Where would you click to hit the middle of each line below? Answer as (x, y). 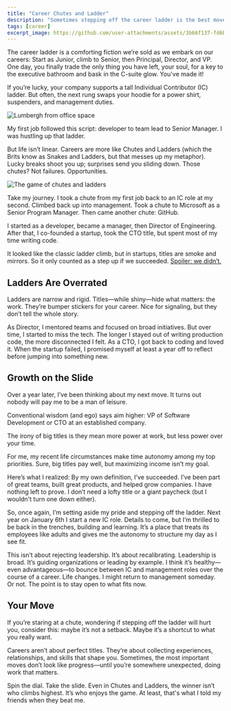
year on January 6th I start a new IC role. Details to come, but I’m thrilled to (113, 519)
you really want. (30, 637)
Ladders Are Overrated (57, 283)
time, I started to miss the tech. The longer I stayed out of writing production (115, 335)
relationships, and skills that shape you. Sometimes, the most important (108, 657)
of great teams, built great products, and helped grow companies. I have (110, 484)
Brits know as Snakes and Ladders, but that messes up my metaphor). (107, 157)
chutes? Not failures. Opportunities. (57, 171)
